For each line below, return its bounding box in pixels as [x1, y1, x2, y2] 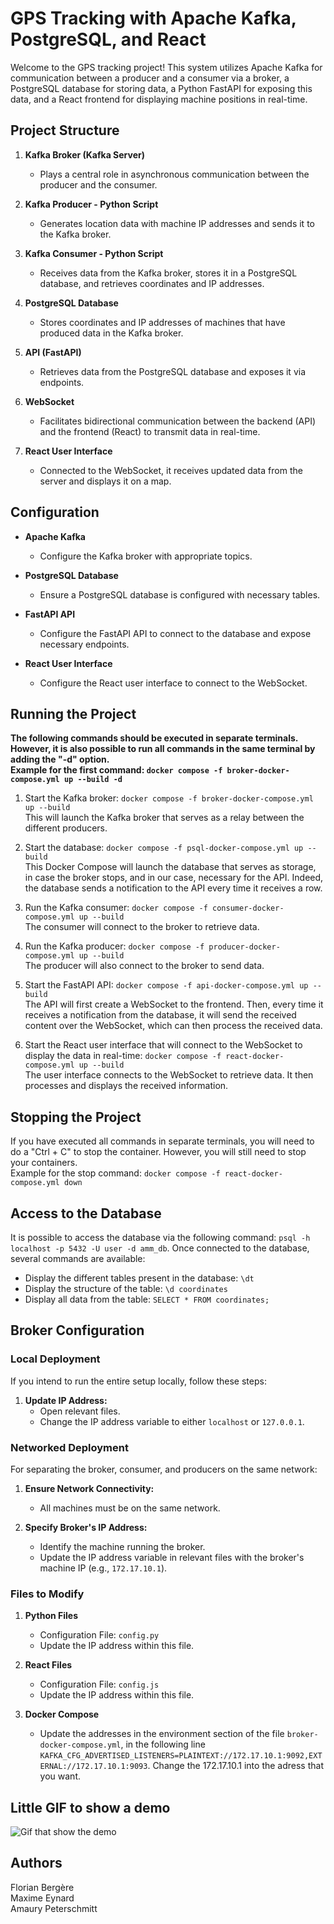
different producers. [24, 822, 108, 834]
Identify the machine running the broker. [39, 1540, 206, 1552]
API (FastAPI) [24, 346, 82, 358]
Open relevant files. [39, 1405, 121, 1417]
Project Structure [10, 122, 120, 139]
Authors [10, 1855, 63, 1872]
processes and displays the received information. [24, 1080, 229, 1092]
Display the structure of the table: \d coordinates [24, 1283, 228, 1294]
